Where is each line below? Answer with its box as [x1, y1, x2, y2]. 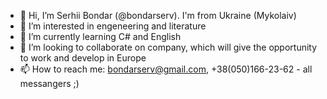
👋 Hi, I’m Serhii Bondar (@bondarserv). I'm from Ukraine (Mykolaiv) [19, 10, 297, 21]
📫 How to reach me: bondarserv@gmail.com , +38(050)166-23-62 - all [19, 63, 313, 75]
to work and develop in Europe [19, 52, 147, 64]
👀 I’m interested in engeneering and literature [19, 20, 207, 32]
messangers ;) [19, 78, 80, 89]
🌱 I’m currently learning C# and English [19, 31, 182, 42]
